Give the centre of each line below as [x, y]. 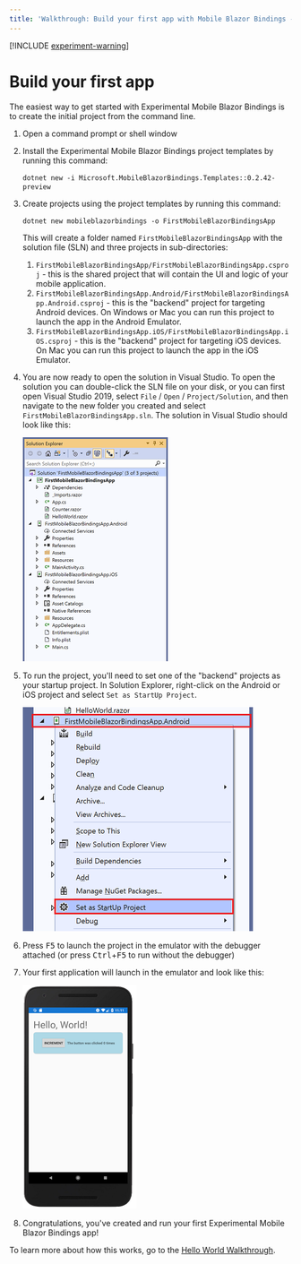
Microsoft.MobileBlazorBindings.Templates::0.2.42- [177, 178]
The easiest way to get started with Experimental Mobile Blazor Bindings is [147, 107]
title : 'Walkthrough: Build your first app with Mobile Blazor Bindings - [152, 19]
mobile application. [71, 283]
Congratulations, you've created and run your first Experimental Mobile [153, 1223]
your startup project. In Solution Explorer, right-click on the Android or [151, 684]
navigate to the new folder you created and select [114, 405]
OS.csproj [54, 341]
